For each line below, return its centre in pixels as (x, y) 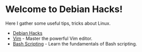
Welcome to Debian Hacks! (64, 9)
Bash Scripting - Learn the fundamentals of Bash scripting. (75, 43)
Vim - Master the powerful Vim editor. (53, 38)
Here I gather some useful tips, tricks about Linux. (58, 23)
